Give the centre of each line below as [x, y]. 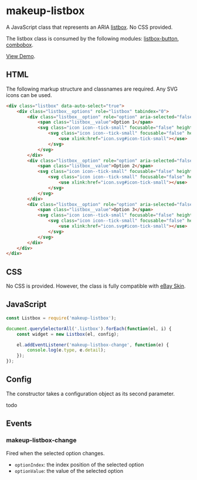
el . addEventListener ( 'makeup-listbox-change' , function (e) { [93, 345]
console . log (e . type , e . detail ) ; [67, 350]
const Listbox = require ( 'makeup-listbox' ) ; [61, 318]
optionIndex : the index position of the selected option [79, 464]
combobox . [20, 45]
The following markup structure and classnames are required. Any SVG [92, 89]
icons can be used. [29, 95]
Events [19, 424]
